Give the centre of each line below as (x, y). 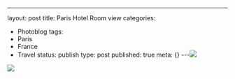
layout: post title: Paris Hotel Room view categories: (81, 18)
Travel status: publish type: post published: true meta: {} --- (104, 55)
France (28, 46)
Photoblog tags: (40, 31)
